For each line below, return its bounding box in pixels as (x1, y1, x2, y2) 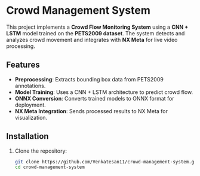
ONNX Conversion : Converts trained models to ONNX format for (14, 95, 174, 102)
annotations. (14, 82, 46, 89)
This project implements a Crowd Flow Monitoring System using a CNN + (6, 23, 189, 31)
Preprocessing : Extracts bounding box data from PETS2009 (14, 75, 164, 83)
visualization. (14, 114, 48, 121)
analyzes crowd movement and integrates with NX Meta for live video (6, 36, 178, 43)
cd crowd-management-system (14, 164, 85, 171)
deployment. (14, 101, 46, 108)
